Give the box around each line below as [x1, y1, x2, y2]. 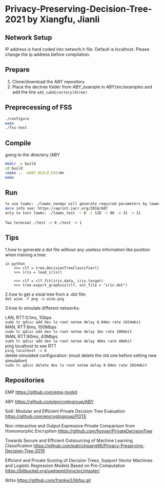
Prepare [5, 66, 30, 74]
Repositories [5, 376, 45, 385]
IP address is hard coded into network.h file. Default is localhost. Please [5, 46, 150, 52]
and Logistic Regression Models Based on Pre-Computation [5, 463, 125, 468]
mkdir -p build [5, 162, 36, 166]
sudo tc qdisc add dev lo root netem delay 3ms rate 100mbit [5, 329, 132, 334]
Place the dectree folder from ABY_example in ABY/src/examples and [12, 84, 152, 90]
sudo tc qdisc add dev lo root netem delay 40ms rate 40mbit [5, 339, 132, 344]
